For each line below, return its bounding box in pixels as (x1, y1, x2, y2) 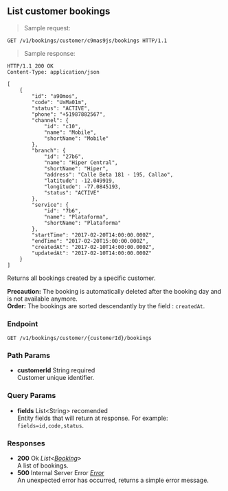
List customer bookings (7, 6, 111, 17)
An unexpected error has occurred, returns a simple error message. (16, 476, 209, 484)
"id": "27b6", (43, 153, 84, 160)
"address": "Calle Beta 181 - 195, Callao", (43, 171, 174, 178)
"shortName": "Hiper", (43, 165, 109, 172)
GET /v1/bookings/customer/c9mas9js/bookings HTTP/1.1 (7, 37, 168, 44)
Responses (7, 438, 46, 448)
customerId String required (16, 366, 95, 374)
